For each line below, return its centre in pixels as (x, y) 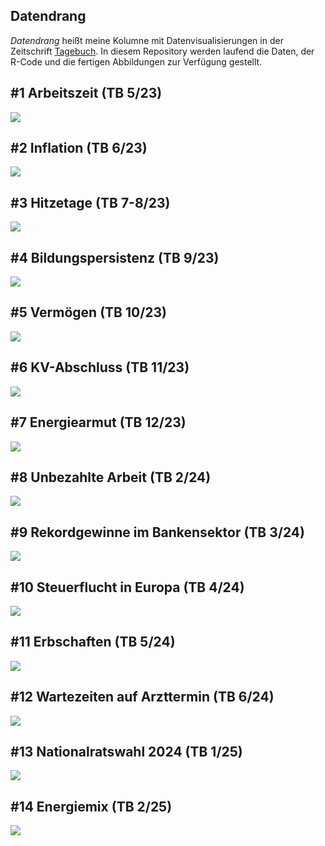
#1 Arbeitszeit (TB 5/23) (86, 93)
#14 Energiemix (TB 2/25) (91, 806)
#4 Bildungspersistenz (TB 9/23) (115, 257)
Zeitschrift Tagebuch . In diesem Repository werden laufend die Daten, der (162, 51)
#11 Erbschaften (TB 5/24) (93, 642)
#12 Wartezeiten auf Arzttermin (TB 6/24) (142, 697)
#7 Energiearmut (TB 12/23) (98, 422)
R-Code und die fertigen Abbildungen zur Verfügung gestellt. (136, 61)
